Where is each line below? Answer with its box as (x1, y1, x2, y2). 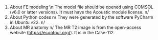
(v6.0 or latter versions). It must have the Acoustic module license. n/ (9, 9, 149, 15)
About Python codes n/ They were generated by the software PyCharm (9, 14, 154, 20)
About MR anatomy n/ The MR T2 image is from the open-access (9, 25, 141, 30)
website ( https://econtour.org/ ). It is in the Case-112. (9, 30, 115, 35)
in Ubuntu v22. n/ (9, 19, 45, 25)
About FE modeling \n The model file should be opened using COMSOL (9, 4, 154, 10)
